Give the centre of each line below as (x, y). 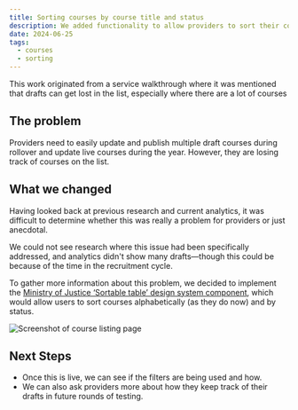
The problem (45, 121)
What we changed (61, 189)
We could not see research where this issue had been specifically (129, 247)
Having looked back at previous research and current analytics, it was (137, 210)
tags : (19, 42)
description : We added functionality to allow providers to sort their (144, 26)
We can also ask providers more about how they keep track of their (145, 387)
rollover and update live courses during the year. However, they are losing (144, 152)
